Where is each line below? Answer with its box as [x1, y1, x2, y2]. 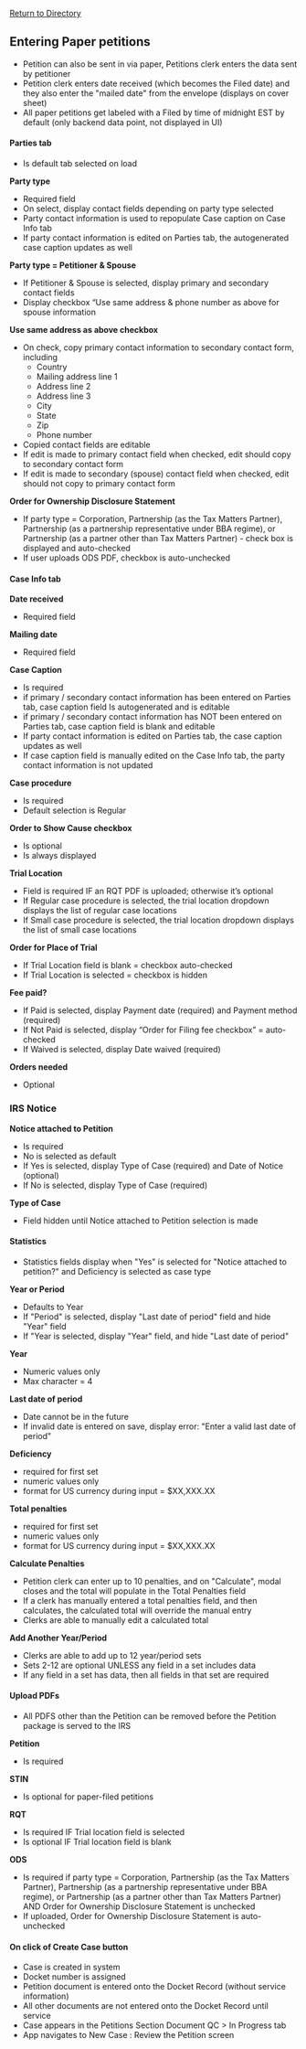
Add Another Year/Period [9, 1632, 108, 1643]
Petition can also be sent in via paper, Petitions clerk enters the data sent [22, 59, 298, 69]
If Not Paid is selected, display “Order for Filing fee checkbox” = [22, 1024, 264, 1036]
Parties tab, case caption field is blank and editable [22, 721, 216, 732]
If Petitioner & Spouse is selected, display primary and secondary [22, 278, 269, 289]
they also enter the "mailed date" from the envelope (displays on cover [22, 87, 290, 99]
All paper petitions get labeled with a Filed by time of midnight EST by [22, 107, 285, 118]
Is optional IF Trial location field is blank [22, 1836, 172, 1847]
